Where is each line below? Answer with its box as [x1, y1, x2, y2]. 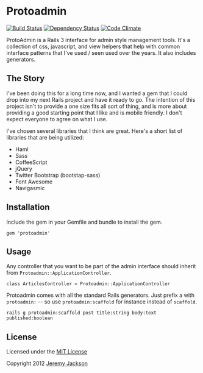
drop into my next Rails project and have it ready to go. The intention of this [6, 96, 196, 103]
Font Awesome [15, 178, 53, 185]
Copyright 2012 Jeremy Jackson [6, 360, 88, 367]
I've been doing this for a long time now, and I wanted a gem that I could [6, 90, 188, 97]
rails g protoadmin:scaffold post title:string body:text [6, 310, 157, 316]
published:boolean [6, 315, 53, 321]
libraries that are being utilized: [6, 133, 84, 141]
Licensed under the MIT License [6, 348, 87, 355]
